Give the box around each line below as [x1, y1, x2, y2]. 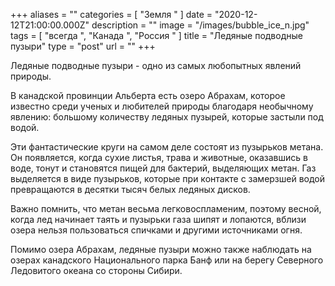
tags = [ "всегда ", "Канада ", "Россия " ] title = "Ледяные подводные [10, 30, 303, 41]
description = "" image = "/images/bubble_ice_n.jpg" [91, 19, 310, 31]
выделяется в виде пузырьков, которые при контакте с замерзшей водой [10, 173, 326, 184]
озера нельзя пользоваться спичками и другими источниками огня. [10, 224, 303, 236]
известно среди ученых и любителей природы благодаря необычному [10, 100, 314, 112]
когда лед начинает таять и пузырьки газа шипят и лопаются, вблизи [10, 214, 307, 225]
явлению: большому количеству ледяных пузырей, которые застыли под [10, 111, 324, 123]
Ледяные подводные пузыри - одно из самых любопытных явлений [10, 60, 302, 71]
